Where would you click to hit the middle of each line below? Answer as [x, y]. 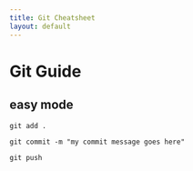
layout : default [40, 26]
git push [26, 157]
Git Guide [46, 71]
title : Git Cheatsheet [52, 18]
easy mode [42, 105]
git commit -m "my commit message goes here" [97, 142]
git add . [28, 126]
